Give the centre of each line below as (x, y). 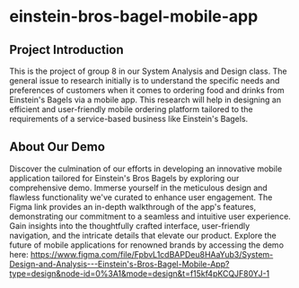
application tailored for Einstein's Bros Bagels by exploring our (124, 178)
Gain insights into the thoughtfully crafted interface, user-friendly (130, 225)
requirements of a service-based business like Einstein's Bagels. (129, 119)
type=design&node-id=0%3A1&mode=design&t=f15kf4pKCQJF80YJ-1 (140, 273)
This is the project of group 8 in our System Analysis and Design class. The (148, 71)
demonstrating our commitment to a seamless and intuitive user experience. (150, 216)
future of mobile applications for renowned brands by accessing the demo (147, 245)
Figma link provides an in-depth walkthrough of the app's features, (133, 206)
